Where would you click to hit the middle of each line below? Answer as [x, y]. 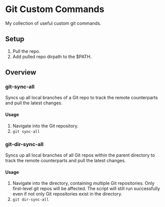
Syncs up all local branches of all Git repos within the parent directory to [80, 155]
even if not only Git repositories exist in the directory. [67, 194]
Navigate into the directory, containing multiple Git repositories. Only [84, 183]
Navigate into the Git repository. [46, 126]
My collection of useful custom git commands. [53, 23]
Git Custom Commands [55, 9]
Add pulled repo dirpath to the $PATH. [52, 56]
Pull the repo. [26, 51]
